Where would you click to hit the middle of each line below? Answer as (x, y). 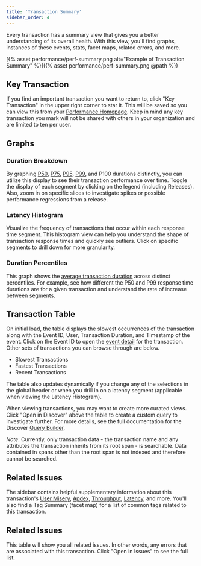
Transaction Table (41, 314)
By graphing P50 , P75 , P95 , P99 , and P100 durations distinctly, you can (94, 174)
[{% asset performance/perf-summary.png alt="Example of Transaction (95, 59)
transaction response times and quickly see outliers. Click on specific (92, 241)
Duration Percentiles (37, 263)
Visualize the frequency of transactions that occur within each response (96, 228)
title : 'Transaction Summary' (44, 12)
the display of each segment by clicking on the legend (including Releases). (100, 187)
